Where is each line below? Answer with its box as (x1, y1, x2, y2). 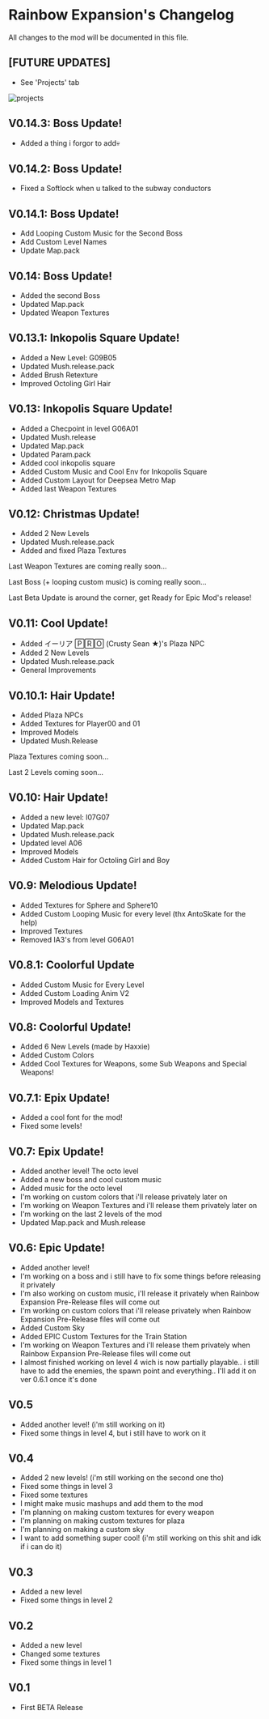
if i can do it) (19, 1542, 62, 1551)
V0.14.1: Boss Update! (8, 206, 120, 220)
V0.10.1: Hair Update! (8, 688, 116, 702)
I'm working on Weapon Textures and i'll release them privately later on (19, 1200, 258, 1210)
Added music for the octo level (19, 1183, 123, 1193)
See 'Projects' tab (19, 77, 80, 87)
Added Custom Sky (19, 1322, 85, 1333)
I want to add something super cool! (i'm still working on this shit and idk (19, 1533, 262, 1543)
